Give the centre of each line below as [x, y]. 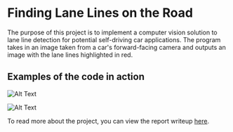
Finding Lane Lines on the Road [100, 13]
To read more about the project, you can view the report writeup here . [108, 121]
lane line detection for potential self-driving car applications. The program [114, 39]
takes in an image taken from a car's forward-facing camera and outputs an [116, 47]
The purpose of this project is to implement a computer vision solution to [112, 32]
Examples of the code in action [76, 77]
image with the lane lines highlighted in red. [70, 55]
